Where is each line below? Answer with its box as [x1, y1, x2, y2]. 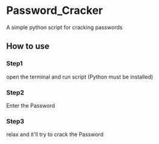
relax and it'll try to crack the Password [6, 131, 104, 138]
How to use [6, 41, 50, 51]
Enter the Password [6, 102, 56, 109]
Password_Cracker [6, 4, 103, 18]
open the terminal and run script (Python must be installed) [6, 73, 154, 80]
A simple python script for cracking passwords [6, 24, 123, 31]
